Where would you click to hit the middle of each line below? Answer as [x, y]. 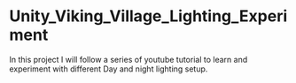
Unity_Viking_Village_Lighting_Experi [148, 16]
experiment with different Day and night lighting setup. [109, 69]
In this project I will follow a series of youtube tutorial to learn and [129, 59]
